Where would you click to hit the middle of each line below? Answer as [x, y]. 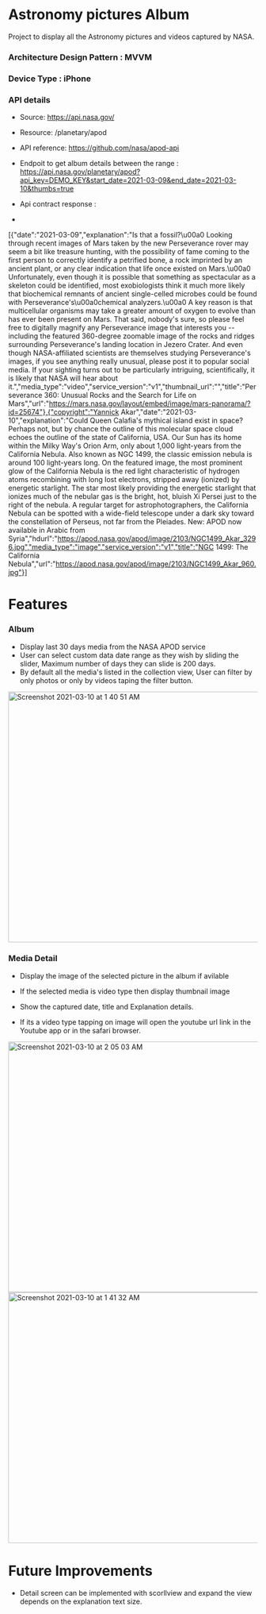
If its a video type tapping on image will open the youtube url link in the [135, 1021]
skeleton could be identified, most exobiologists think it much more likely [127, 286]
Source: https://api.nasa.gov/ [67, 118]
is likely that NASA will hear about [63, 378]
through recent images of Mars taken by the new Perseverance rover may [129, 243]
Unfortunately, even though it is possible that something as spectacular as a [132, 277]
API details [29, 99]
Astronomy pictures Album [99, 15]
